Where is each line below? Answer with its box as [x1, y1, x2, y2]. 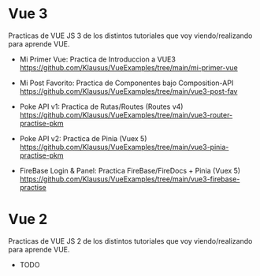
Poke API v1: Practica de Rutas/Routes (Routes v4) [19, 102, 184, 111]
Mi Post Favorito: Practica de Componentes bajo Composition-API [19, 78, 234, 88]
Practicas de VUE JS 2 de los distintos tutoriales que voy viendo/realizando [8, 236, 253, 245]
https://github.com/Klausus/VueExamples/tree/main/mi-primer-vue [19, 62, 238, 72]
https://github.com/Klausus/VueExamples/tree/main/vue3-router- [19, 110, 233, 119]
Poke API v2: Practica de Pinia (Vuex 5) [19, 133, 147, 143]
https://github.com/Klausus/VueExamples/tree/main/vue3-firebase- [19, 174, 240, 184]
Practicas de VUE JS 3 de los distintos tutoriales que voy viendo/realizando [8, 31, 253, 40]
